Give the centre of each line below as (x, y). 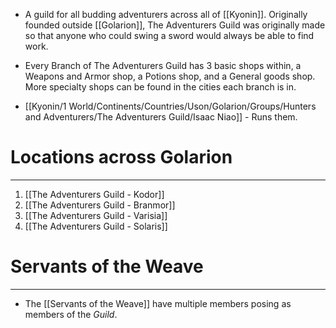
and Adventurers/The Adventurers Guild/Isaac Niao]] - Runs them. (161, 117)
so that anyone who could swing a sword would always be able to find (169, 35)
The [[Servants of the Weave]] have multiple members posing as (158, 303)
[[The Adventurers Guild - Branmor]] (100, 205)
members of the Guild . (71, 314)
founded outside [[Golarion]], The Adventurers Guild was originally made (175, 25)
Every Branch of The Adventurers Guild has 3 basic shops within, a (163, 65)
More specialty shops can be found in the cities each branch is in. (160, 87)
